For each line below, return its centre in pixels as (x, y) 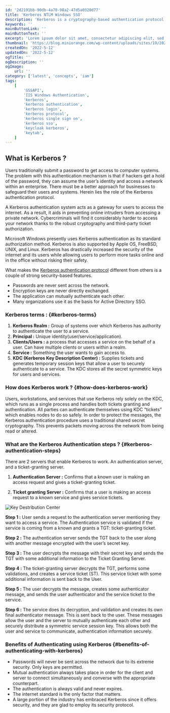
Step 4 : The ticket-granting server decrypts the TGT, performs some (77, 568)
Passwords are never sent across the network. (61, 286)
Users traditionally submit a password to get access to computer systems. (82, 170)
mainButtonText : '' (26, 34)
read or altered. (22, 431)
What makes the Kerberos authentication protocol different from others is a (83, 270)
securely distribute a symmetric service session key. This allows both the (81, 626)
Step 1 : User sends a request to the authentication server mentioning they (83, 517)
